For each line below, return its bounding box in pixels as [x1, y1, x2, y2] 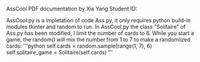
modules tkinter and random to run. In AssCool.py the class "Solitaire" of [6, 23, 186, 30]
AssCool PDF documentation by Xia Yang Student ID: [6, 5, 138, 12]
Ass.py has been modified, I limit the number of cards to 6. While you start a [6, 29, 194, 37]
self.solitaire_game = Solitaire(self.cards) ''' [6, 49, 113, 56]
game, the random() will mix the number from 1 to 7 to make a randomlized [6, 36, 191, 43]
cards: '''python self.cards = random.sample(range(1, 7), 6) [6, 42, 153, 49]
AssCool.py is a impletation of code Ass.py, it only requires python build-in [6, 17, 191, 23]
